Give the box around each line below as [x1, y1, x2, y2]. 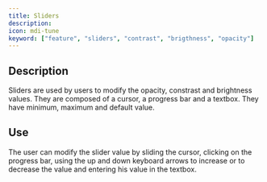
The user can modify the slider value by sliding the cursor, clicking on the [8, 147, 252, 157]
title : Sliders [8, 11, 60, 20]
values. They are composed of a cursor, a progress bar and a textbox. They [8, 94, 260, 104]
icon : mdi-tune [8, 27, 60, 35]
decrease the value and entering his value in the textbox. [8, 164, 198, 174]
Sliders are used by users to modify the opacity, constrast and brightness [8, 85, 252, 95]
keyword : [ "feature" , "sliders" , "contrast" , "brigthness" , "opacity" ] [8, 34, 254, 43]
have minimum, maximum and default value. [8, 102, 155, 113]
